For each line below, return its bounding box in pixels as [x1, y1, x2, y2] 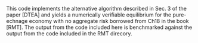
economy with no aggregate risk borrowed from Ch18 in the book [29, 18, 189, 24]
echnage [6, 18, 28, 24]
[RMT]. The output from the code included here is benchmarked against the [6, 24, 193, 31]
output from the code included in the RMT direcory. [6, 30, 132, 37]
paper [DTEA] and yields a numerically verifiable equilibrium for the [6, 11, 172, 18]
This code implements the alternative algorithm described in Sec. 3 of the [6, 5, 187, 12]
